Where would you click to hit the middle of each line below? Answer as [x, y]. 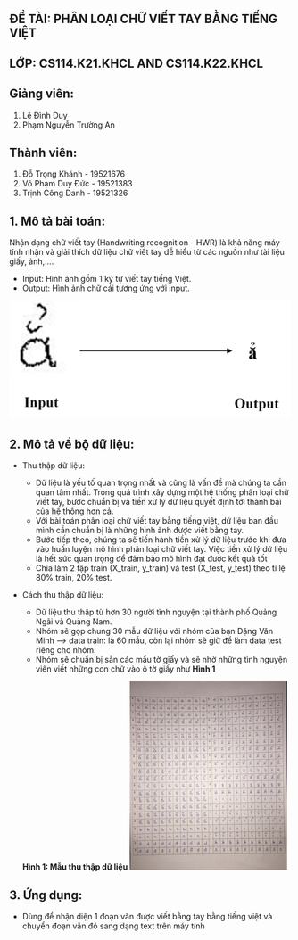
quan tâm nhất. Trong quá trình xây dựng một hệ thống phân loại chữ [162, 492]
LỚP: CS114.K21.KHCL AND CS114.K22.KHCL [137, 63]
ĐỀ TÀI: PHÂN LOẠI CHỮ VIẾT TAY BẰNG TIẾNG [144, 19]
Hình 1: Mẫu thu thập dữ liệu [75, 867]
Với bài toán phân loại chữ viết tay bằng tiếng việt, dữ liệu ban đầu [157, 521]
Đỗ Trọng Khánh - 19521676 [74, 174]
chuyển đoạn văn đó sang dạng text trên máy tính [113, 926]
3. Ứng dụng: [46, 895]
